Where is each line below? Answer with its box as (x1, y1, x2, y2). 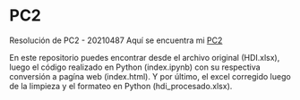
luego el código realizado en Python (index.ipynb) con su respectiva (9, 62, 261, 72)
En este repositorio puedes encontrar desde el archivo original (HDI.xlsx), (9, 52, 280, 62)
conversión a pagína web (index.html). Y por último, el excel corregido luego (9, 71, 291, 81)
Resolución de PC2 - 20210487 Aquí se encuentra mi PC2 (9, 35, 223, 46)
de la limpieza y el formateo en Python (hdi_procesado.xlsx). (9, 80, 233, 91)
